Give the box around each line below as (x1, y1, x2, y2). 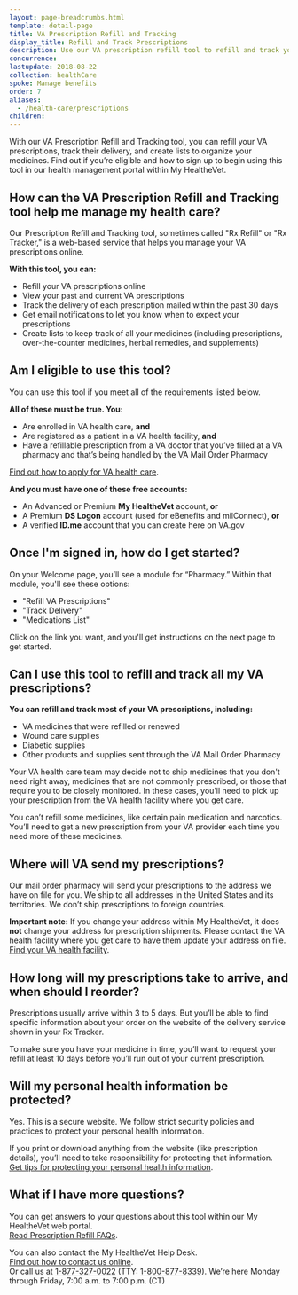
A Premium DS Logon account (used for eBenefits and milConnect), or (21, 510, 280, 521)
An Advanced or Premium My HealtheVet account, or (21, 500, 219, 511)
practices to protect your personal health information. (9, 1126, 205, 1136)
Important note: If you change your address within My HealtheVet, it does (9, 916, 279, 927)
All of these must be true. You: (9, 404, 123, 414)
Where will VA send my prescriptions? (9, 857, 224, 872)
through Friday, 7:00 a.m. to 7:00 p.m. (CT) (9, 1275, 166, 1286)
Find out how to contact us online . (9, 1256, 134, 1267)
